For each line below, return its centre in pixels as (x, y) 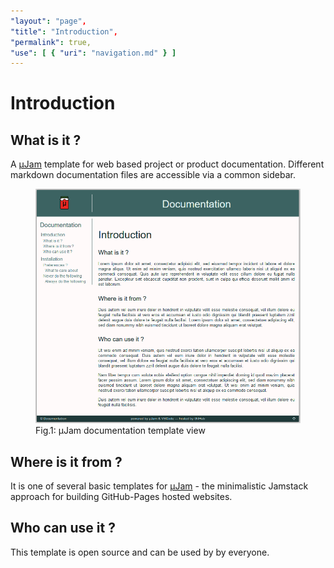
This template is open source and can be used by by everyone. (140, 552)
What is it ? (46, 140)
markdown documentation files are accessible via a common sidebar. (153, 175)
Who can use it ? (63, 528)
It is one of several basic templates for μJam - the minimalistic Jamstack (159, 486)
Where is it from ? (66, 461)
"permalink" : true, (51, 42)
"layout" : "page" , (48, 21)
